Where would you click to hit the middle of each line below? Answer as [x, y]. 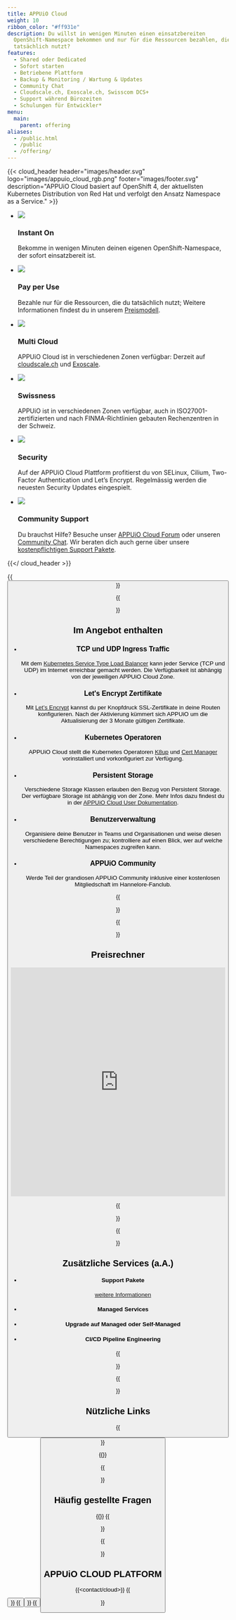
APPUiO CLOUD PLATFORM [103, 1574]
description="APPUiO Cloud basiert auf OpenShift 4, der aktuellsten [105, 186]
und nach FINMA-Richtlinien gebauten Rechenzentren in [137, 418]
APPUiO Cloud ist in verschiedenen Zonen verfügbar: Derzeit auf [111, 356]
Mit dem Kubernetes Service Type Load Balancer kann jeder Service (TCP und [123, 663]
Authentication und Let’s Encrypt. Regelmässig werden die [122, 480]
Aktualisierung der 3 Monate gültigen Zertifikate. [123, 721]
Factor [27, 480]
